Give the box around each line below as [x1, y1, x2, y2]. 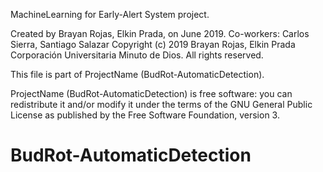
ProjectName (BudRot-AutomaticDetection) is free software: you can [10, 88, 293, 99]
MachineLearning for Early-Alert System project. [10, 9, 210, 20]
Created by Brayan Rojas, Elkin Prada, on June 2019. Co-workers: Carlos [10, 28, 310, 39]
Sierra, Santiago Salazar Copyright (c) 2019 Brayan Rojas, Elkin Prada [10, 39, 296, 50]
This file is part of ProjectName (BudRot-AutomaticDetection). [10, 69, 265, 80]
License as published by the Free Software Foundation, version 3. [10, 109, 280, 121]
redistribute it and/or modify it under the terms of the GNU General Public [10, 99, 313, 110]
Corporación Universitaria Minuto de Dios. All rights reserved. [10, 49, 264, 61]
